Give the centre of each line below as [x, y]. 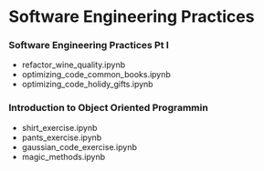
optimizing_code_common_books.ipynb [96, 75]
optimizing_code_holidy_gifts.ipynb [87, 85]
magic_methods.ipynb [63, 156]
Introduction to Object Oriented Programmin [109, 108]
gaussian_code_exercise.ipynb [79, 146]
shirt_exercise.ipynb [59, 127]
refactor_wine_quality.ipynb [74, 65]
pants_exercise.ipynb [62, 137]
